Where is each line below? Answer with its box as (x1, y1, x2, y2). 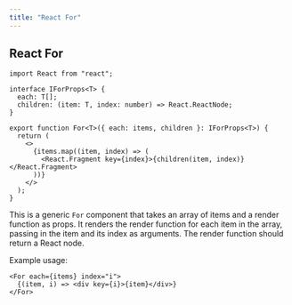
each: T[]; (17, 92, 58, 102)
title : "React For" (9, 12, 82, 22)
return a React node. (9, 237, 85, 249)
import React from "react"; (9, 69, 114, 78)
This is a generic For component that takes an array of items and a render (9, 210, 280, 221)
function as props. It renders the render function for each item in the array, (9, 219, 283, 229)
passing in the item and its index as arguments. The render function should (9, 229, 284, 239)
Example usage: (9, 255, 69, 266)
